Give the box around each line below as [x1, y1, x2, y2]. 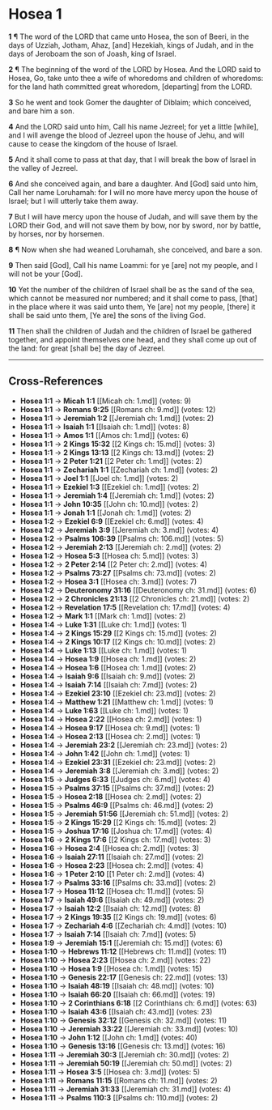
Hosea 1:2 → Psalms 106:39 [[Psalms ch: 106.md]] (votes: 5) [19, 534, 224, 543]
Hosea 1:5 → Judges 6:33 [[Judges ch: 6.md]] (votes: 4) [19, 774, 210, 784]
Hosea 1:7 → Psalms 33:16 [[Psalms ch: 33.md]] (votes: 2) [19, 878, 216, 887]
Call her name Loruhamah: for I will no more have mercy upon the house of [8, 187, 258, 197]
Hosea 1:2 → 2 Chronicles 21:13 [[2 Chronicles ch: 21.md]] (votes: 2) [19, 593, 250, 603]
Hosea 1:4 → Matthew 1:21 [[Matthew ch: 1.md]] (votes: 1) [19, 697, 215, 707]
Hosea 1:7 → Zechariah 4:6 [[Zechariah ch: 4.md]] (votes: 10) [19, 921, 227, 930]
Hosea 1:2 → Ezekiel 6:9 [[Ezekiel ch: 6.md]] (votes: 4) [19, 516, 204, 526]
